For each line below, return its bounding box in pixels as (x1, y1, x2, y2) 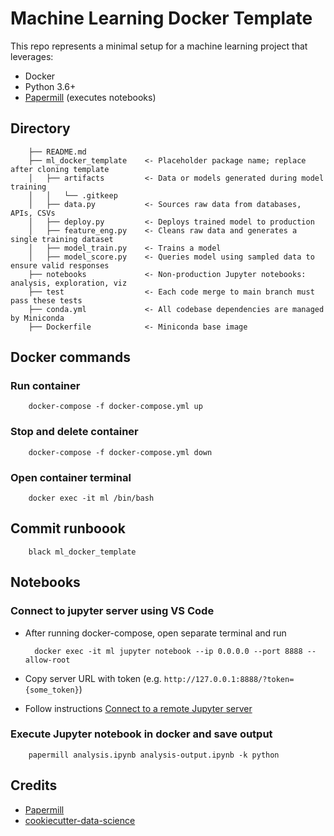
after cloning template (10, 164, 110, 174)
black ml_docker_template (28, 547, 137, 557)
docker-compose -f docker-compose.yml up (28, 402, 203, 412)
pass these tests (10, 295, 83, 306)
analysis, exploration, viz (10, 278, 128, 288)
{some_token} (24, 685, 80, 695)
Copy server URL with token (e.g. (24, 672, 162, 684)
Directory (10, 120, 71, 137)
